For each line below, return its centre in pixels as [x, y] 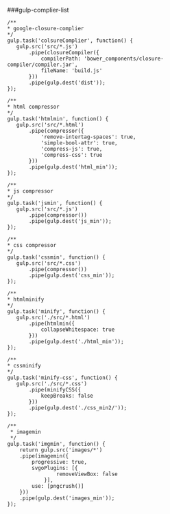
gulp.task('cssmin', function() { [57, 257]
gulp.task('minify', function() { [57, 312]
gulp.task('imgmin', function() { [57, 444]
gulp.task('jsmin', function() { [55, 203]
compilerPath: [61, 58]
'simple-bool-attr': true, [79, 143]
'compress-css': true [72, 155]
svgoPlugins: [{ [55, 468]
